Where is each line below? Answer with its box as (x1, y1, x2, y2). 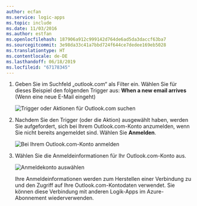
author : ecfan (6, 8, 42, 15)
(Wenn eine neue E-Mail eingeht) (14, 93, 96, 100)
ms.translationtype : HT (6, 48, 65, 54)
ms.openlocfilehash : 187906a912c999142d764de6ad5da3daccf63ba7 (6, 36, 167, 42)
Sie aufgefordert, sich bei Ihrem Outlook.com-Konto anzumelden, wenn (14, 123, 190, 130)
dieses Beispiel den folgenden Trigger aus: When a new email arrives (14, 87, 187, 94)
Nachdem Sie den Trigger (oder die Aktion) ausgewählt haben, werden (14, 116, 189, 124)
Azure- (146, 188, 164, 195)
